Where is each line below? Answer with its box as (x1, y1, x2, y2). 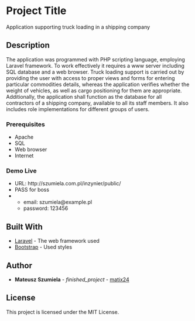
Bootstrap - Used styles (14, 244, 72, 251)
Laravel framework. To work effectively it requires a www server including (6, 62, 184, 69)
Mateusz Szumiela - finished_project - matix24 (14, 276, 130, 283)
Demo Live (6, 167, 37, 175)
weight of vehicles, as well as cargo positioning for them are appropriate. (6, 87, 182, 94)
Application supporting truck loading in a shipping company (6, 23, 150, 30)
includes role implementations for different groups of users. (6, 105, 150, 112)
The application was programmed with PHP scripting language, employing (6, 56, 186, 63)
